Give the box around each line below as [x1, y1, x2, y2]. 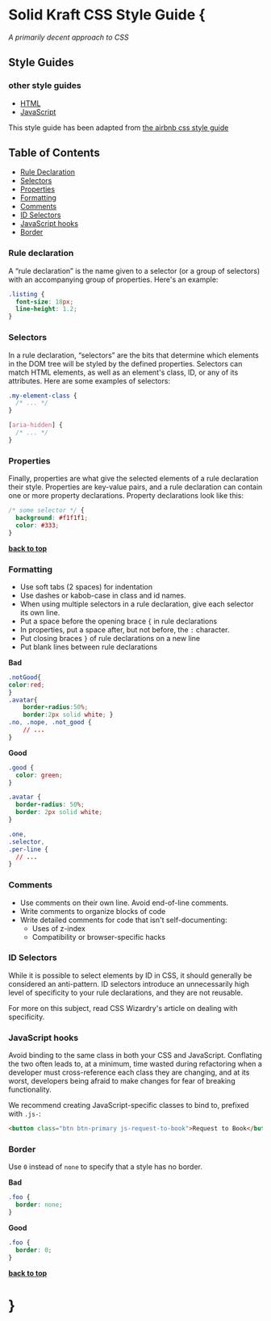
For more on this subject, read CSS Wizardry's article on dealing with [8, 1003, 238, 1013]
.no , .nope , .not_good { [8, 719, 92, 727]
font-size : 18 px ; [15, 297, 74, 306]
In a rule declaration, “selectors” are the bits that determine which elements [8, 350, 260, 360]
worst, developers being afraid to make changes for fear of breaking [8, 1076, 236, 1086]
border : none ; [15, 1201, 63, 1209]
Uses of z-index [31, 923, 86, 933]
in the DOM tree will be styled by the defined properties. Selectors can [8, 359, 243, 368]
